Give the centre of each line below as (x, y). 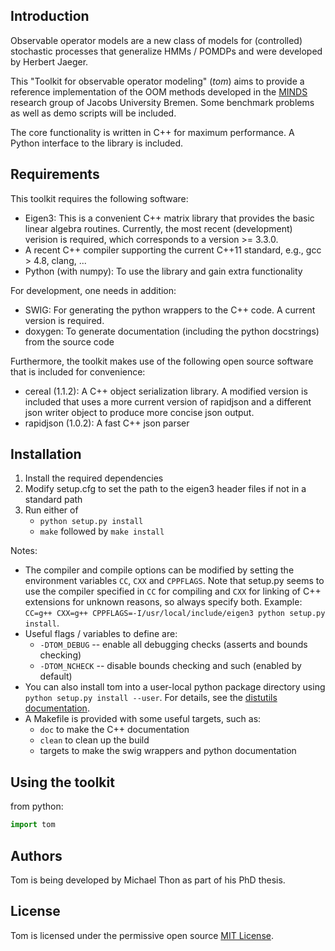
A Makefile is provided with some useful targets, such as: (143, 719)
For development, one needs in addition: (93, 290)
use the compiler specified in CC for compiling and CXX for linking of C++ (173, 591)
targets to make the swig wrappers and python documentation (168, 751)
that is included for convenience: (78, 371)
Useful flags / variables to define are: (101, 634)
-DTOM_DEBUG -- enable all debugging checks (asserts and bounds (173, 645)
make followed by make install (102, 531)
